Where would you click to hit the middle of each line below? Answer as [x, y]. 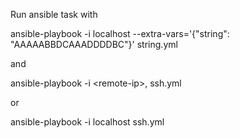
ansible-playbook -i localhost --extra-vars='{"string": [120, 33]
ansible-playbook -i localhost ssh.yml [87, 122]
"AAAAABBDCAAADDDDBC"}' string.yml [94, 44]
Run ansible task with [54, 14]
